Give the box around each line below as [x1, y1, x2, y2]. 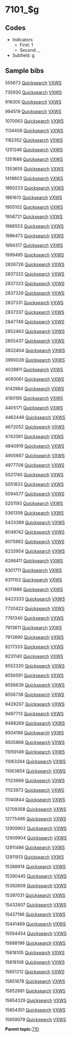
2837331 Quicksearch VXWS [5, 299, 64, 305]
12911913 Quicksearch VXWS [5, 854, 64, 860]
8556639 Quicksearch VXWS [5, 682, 65, 688]
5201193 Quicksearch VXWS [5, 500, 63, 506]
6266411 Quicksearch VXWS [5, 557, 63, 563]
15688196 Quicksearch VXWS [5, 940, 66, 946]
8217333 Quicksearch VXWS [5, 643, 64, 650]
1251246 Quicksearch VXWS [5, 147, 63, 152]
